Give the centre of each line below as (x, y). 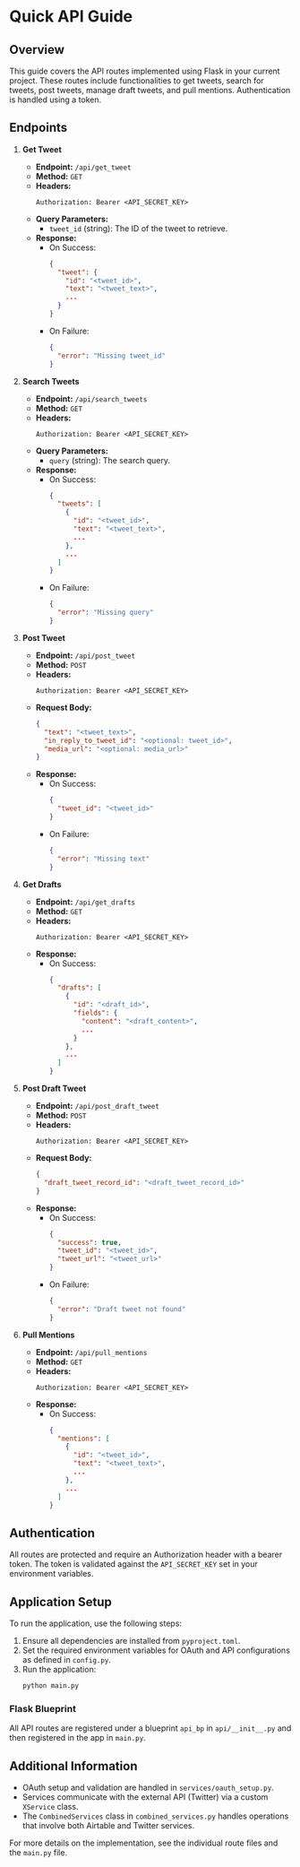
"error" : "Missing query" (105, 613)
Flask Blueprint (43, 1708)
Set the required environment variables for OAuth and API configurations (156, 1650)
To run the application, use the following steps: (95, 1623)
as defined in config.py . (67, 1660)
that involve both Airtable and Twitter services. (108, 1826)
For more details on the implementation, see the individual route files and (144, 1843)
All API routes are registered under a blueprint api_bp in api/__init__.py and (150, 1728)
